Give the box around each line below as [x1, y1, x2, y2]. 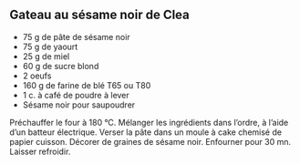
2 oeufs [22, 70, 52, 81]
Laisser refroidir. [9, 146, 71, 157]
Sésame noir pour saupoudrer [22, 99, 136, 110]
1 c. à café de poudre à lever [22, 89, 129, 100]
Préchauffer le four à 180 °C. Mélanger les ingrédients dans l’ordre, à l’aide [9, 117, 289, 128]
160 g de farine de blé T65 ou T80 [22, 79, 151, 90]
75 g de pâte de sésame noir [22, 31, 130, 42]
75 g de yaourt [22, 41, 78, 52]
